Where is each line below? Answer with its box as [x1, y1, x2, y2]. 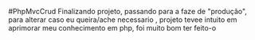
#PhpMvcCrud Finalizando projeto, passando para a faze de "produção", [8, 7, 247, 16]
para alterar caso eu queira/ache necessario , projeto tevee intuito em [8, 15, 237, 24]
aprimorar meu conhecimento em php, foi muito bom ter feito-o [8, 24, 217, 32]
